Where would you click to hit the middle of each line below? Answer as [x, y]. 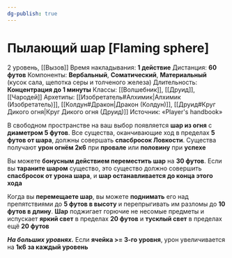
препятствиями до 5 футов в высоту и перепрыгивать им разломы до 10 [116, 204]
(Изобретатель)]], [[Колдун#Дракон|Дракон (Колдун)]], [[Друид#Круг [111, 104]
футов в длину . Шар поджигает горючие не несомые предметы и [106, 211]
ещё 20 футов [29, 226]
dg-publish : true [32, 14]
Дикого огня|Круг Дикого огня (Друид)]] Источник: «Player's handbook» [115, 111]
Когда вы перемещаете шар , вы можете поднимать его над [98, 196]
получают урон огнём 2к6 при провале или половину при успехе [107, 147]
